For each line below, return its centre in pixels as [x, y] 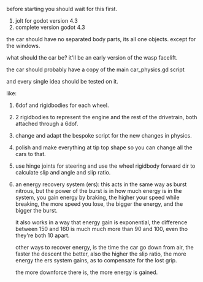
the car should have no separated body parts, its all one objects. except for [101, 39]
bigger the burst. [36, 210]
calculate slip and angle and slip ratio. [63, 172]
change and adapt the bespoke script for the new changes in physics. [103, 135]
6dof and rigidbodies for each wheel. [62, 105]
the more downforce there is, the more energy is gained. [86, 272]
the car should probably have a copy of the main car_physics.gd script [96, 69]
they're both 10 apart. [42, 235]
